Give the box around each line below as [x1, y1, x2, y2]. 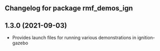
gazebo [12, 40, 29, 46]
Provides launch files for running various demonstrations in [12, 35, 137, 41]
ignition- [137, 35, 155, 41]
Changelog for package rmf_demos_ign [5, 4, 133, 13]
